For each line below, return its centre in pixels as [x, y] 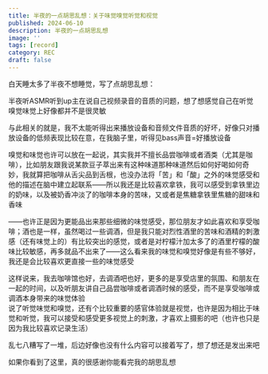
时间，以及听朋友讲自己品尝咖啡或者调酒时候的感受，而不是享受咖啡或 [144, 288]
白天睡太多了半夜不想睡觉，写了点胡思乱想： [82, 84]
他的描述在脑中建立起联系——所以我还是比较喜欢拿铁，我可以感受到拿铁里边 [134, 184]
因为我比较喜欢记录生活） [50, 328]
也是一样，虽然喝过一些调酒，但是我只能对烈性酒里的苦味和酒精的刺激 [144, 231]
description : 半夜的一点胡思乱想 [59, 30]
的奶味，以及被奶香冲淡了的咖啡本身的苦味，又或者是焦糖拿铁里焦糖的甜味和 [134, 194]
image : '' [25, 38]
